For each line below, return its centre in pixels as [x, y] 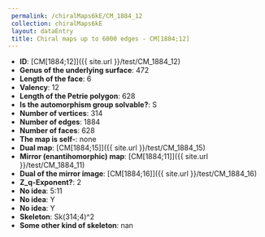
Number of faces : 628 [57, 131]
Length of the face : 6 [55, 79]
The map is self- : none [58, 140]
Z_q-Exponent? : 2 [50, 183]
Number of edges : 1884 [60, 122]
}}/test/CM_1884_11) [52, 165]
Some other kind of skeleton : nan [76, 226]
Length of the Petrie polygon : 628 [77, 96]
